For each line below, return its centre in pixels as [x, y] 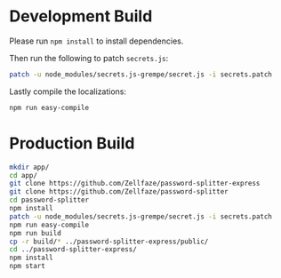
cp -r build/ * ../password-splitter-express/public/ [109, 242]
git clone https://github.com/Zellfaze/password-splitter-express [135, 184]
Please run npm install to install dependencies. [96, 41]
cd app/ [24, 175]
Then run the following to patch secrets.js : [89, 58]
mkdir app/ [29, 167]
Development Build [81, 16]
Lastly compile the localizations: [68, 91]
